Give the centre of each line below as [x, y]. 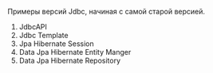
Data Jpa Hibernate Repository [70, 60]
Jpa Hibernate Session [56, 44]
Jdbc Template [43, 35]
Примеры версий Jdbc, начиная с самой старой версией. [106, 12]
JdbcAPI [33, 27]
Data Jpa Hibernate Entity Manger [75, 52]
